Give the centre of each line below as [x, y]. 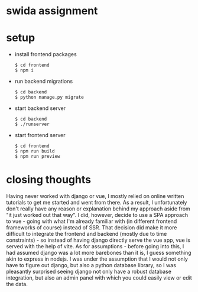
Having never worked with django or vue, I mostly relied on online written [95, 196]
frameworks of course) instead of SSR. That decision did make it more [92, 228]
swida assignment [52, 11]
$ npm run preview [37, 157]
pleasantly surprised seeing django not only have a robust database [89, 272]
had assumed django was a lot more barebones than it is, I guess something [99, 253]
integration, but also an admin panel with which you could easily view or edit [99, 278]
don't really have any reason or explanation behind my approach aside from [98, 209]
